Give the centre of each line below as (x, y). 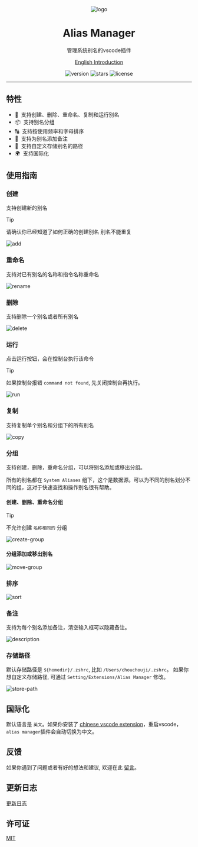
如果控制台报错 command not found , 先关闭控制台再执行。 (75, 383)
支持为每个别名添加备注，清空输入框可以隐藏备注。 (68, 627)
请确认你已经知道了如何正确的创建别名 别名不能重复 (69, 232)
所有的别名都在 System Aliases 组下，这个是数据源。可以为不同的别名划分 (96, 480)
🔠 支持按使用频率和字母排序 (49, 131)
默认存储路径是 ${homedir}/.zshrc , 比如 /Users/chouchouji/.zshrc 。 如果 (95, 670)
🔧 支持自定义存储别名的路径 (49, 146)
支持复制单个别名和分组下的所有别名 (50, 425)
